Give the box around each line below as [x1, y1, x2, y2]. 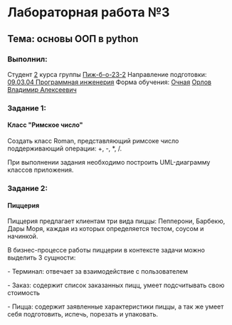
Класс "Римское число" [7, 120, 83, 129]
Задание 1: [7, 103, 46, 113]
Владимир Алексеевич [7, 85, 77, 93]
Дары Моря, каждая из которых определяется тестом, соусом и [7, 225, 204, 233]
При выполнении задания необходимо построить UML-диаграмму [7, 158, 211, 166]
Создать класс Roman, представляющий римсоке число [7, 137, 179, 145]
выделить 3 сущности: [7, 254, 76, 262]
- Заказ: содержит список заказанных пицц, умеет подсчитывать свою [7, 281, 225, 289]
